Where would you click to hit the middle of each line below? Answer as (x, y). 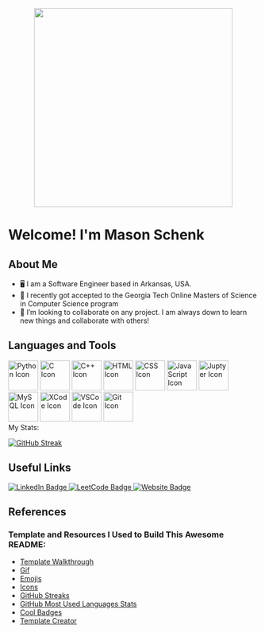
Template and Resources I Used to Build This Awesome (116, 534)
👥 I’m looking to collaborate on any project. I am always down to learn (133, 312)
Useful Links (40, 468)
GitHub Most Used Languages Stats (78, 604)
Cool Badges (40, 612)
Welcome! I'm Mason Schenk (106, 235)
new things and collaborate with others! (84, 320)
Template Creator (48, 621)
